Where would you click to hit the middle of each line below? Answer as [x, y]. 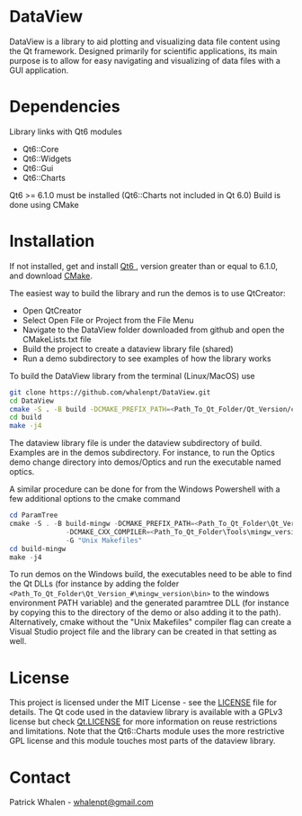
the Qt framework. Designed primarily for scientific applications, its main [143, 50]
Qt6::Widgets [47, 159]
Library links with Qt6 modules [66, 131]
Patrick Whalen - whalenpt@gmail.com [82, 802]
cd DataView [31, 401]
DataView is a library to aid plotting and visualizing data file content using [145, 41]
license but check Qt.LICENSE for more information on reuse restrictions [143, 721]
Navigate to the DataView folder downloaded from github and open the [153, 330]
